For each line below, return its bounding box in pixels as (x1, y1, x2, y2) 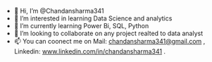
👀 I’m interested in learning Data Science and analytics (13, 14, 173, 23)
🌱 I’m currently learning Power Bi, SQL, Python (13, 22, 149, 30)
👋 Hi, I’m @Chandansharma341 (13, 7, 104, 15)
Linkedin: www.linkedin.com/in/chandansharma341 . (13, 47, 166, 56)
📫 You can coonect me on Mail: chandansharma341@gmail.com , (13, 37, 206, 45)
